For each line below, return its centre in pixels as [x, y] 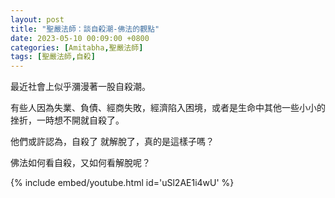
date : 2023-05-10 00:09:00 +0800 [80, 38]
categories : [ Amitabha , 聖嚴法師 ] [77, 47]
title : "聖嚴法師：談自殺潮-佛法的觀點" [85, 29]
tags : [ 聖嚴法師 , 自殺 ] [53, 57]
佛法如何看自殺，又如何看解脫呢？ [80, 163]
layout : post [37, 19]
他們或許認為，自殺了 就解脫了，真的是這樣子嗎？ [112, 142]
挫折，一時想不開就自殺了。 [67, 120]
